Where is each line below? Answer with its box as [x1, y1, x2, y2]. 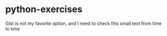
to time [5, 25, 20, 31]
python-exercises [5, 4, 83, 15]
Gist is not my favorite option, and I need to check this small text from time [5, 20, 162, 26]
